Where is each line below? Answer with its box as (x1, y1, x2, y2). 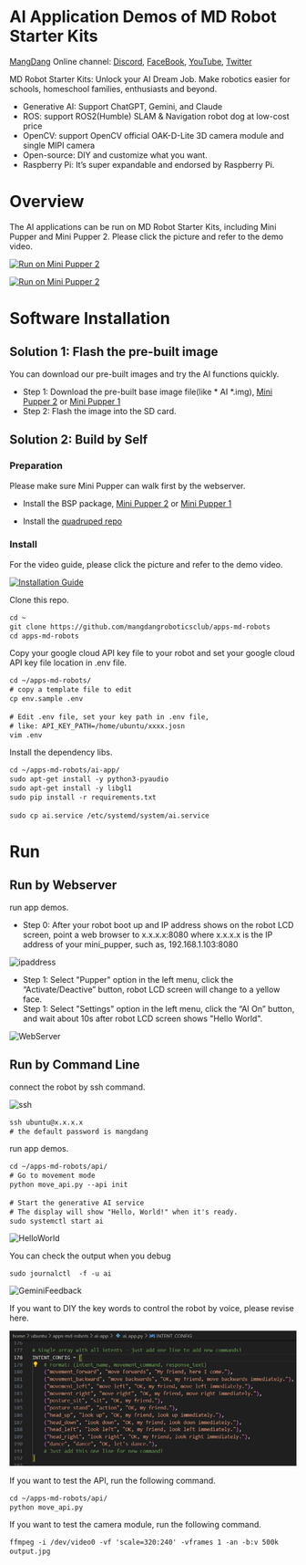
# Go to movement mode (9, 1171, 96, 1180)
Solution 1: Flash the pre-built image (9, 344, 219, 360)
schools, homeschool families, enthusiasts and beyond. (9, 83, 218, 94)
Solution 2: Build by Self (9, 432, 148, 448)
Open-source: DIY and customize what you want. (22, 149, 208, 161)
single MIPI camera (22, 140, 96, 151)
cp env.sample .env (9, 694, 84, 704)
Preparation (9, 459, 64, 472)
